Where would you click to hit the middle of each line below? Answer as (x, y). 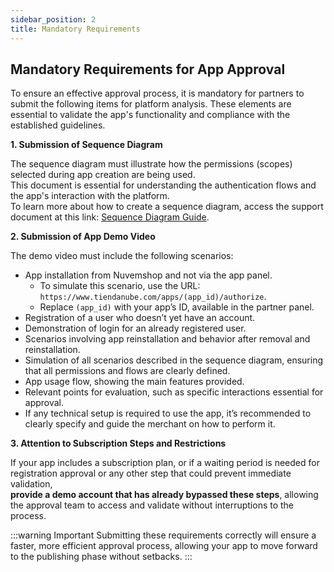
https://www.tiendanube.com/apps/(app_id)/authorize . (153, 297)
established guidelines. (58, 125)
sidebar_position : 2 (53, 19)
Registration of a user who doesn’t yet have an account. (140, 318)
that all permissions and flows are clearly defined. (127, 371)
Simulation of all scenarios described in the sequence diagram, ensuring (174, 360)
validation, (31, 484)
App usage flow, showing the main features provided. (134, 382)
